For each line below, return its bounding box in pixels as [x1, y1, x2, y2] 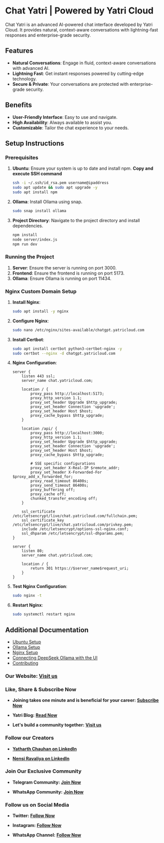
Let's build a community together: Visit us [12, 722, 102, 728]
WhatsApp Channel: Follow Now [12, 832, 81, 838]
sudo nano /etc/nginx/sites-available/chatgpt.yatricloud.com [12, 327, 145, 332]
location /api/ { [21, 426, 57, 431]
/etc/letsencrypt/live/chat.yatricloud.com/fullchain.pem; [12, 514, 138, 519]
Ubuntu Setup [12, 639, 41, 645]
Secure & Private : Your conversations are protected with [12, 81, 129, 87]
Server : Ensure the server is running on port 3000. [12, 265, 117, 271]
